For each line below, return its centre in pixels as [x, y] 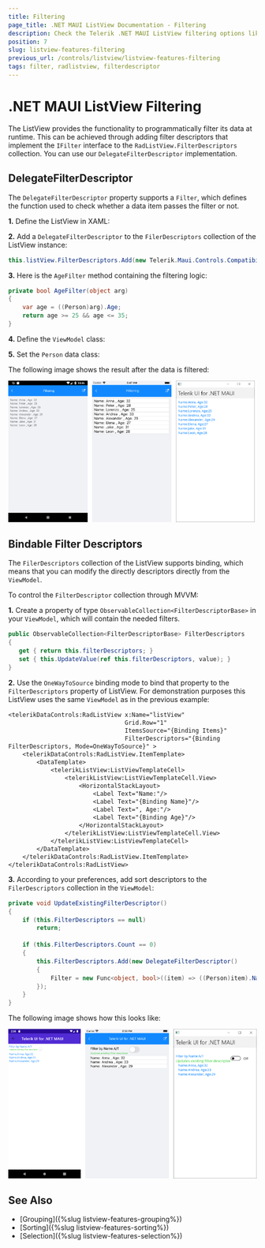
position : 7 [28, 42]
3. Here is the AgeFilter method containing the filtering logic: [108, 275]
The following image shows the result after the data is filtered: [109, 369]
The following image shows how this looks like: [84, 1018]
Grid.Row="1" [146, 723]
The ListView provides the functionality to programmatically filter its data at [130, 128]
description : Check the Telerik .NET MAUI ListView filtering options [127, 33]
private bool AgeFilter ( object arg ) [68, 291]
